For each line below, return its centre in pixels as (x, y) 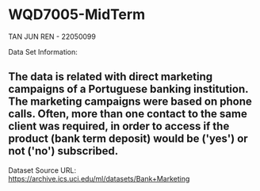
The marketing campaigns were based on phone (130, 102)
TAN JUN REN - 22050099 (52, 36)
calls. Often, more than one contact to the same (128, 114)
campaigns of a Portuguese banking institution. (128, 89)
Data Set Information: (43, 52)
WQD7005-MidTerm (77, 15)
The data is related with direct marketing (111, 77)
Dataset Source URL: (42, 170)
